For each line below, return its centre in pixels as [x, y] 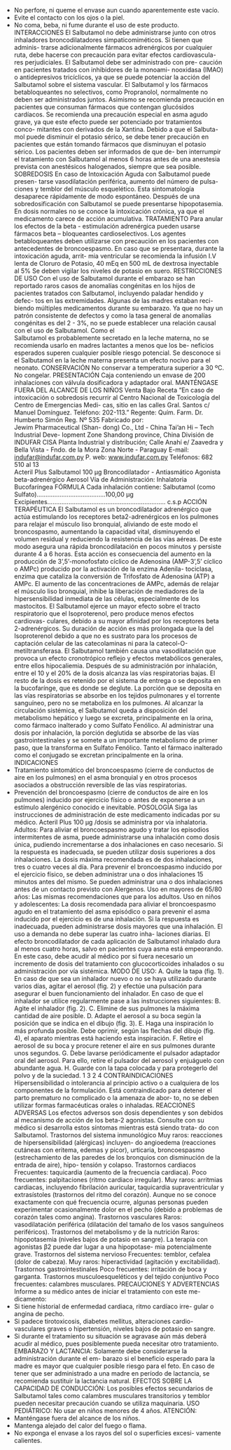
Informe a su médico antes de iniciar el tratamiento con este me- [107, 1292]
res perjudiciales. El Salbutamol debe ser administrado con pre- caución [118, 62]
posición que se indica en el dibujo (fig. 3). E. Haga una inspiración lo [114, 1023]
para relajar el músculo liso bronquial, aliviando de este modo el [106, 524]
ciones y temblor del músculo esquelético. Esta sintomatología [104, 189]
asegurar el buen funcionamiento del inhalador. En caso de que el [108, 994]
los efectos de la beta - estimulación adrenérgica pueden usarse [107, 226]
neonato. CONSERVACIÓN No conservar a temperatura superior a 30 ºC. [119, 368]
